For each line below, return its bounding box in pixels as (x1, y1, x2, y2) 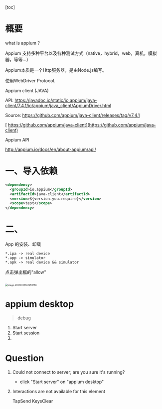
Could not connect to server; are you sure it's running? (12, 369, 125, 375)
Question (5, 353, 44, 364)
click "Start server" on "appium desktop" (19, 379, 104, 385)
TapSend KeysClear (12, 398, 53, 404)
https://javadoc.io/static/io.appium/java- (14, 97, 97, 103)
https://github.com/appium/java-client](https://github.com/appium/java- (8, 122, 156, 128)
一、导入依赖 (5, 165, 58, 177)
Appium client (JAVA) (5, 87, 49, 94)
